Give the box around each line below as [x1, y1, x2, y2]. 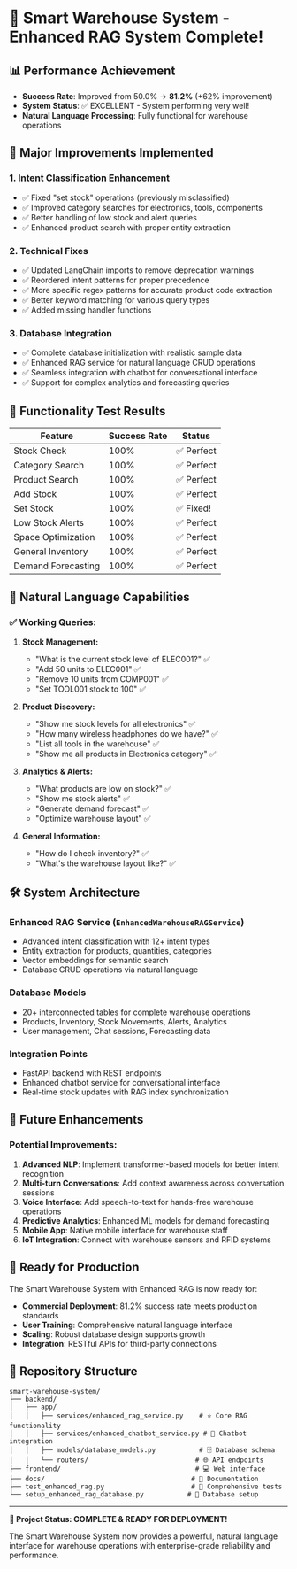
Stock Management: [21, 637, 99, 647]
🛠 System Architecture [9, 885, 141, 900]
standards [21, 1310, 59, 1320]
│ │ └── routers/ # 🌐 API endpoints [9, 1456, 264, 1465]
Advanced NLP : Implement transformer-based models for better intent [21, 1159, 280, 1170]
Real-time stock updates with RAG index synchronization [21, 1086, 229, 1097]
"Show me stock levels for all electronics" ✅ [34, 718, 196, 729]
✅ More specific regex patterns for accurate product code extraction [21, 284, 273, 295]
